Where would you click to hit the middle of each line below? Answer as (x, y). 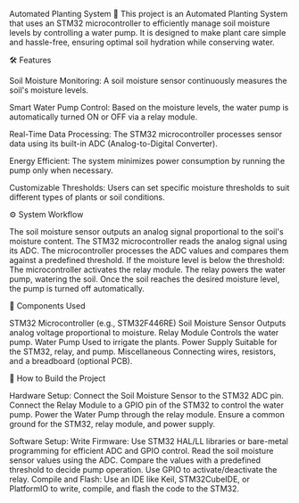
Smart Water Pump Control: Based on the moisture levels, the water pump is (149, 107)
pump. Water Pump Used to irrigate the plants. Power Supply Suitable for (144, 342)
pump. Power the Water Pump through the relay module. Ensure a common (147, 414)
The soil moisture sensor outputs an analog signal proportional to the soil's (146, 231)
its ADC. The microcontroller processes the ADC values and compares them (149, 251)
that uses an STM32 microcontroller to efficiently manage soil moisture (140, 23)
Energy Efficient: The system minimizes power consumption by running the (147, 161)
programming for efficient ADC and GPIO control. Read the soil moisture (141, 451)
